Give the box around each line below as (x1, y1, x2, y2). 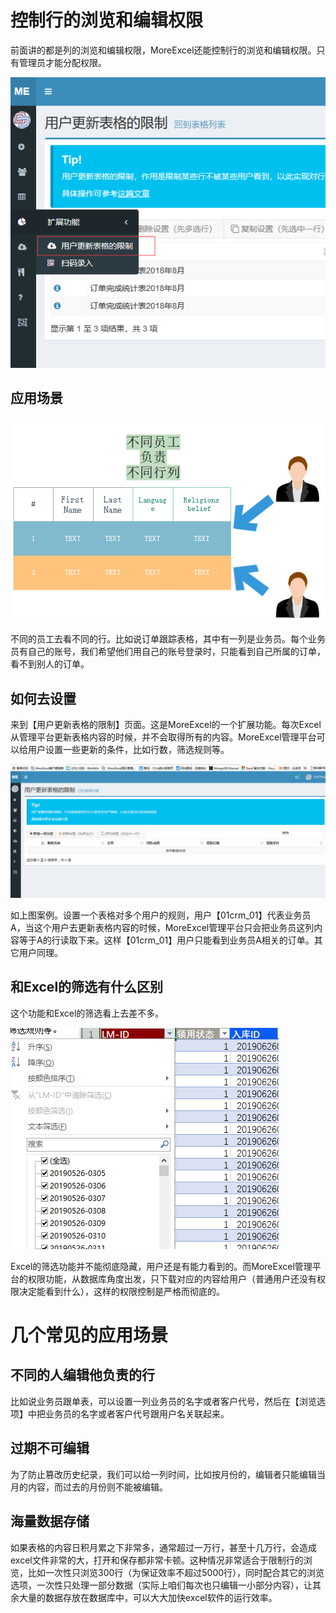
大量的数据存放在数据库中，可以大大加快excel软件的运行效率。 (18, 1591, 278, 1603)
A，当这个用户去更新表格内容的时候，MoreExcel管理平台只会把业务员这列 (10, 922, 315, 934)
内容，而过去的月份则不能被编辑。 (27, 1481, 168, 1493)
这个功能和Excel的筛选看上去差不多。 (10, 1007, 165, 1019)
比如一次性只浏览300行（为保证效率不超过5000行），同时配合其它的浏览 (27, 1566, 325, 1578)
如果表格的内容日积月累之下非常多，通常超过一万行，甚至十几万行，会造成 (10, 1541, 317, 1553)
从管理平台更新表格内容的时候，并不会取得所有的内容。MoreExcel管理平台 (10, 731, 317, 743)
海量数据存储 (10, 1513, 90, 1530)
